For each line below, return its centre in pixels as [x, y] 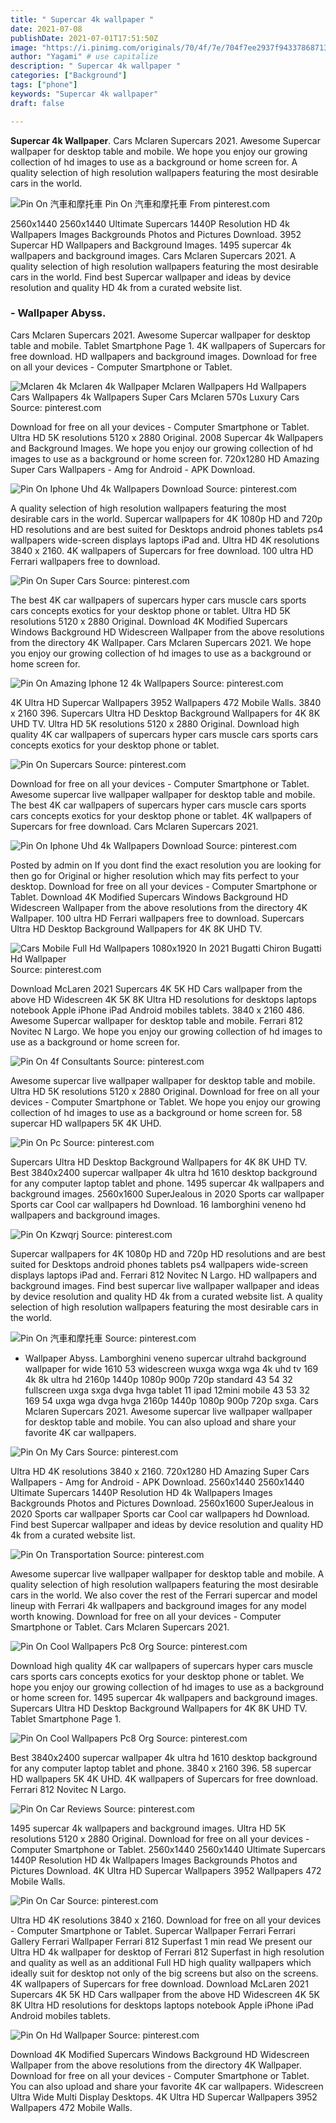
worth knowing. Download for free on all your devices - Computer [146, 1616]
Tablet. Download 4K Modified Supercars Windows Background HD [149, 897]
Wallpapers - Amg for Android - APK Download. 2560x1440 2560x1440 [157, 1482]
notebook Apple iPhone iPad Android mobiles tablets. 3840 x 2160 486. [157, 1010]
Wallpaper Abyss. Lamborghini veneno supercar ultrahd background [165, 1358]
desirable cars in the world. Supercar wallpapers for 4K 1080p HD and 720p [166, 518]
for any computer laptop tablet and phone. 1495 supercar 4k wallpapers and [167, 1183]
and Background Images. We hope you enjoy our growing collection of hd [162, 448]
